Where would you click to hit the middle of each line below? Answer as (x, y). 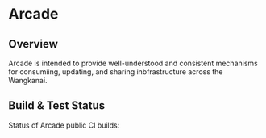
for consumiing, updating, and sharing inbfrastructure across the (116, 72)
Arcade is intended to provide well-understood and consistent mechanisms (133, 63)
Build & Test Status (57, 106)
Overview (33, 44)
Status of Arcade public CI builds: (64, 125)
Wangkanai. (28, 80)
